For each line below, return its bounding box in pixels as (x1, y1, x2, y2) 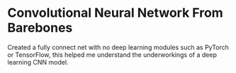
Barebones (7, 20, 73, 36)
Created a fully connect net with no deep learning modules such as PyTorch (7, 43, 229, 51)
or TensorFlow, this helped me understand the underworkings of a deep (7, 51, 218, 59)
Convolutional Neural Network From (7, 5, 223, 21)
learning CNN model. (7, 58, 69, 66)
